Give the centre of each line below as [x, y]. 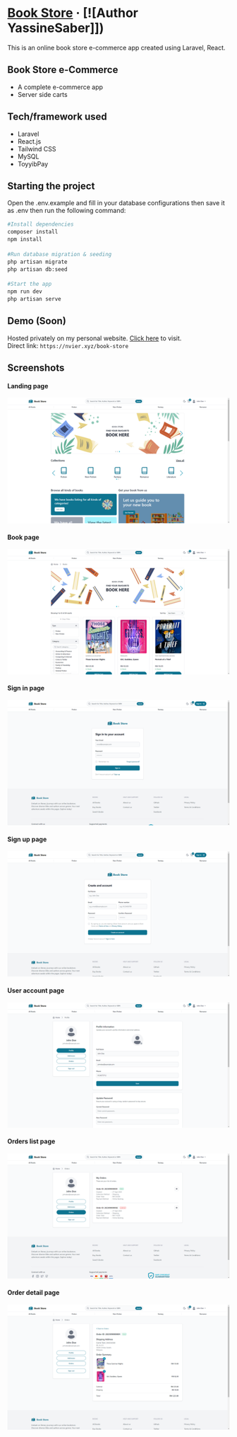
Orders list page [31, 1141]
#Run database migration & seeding [60, 254]
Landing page [28, 386]
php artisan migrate [38, 262]
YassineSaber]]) [56, 28]
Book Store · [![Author [73, 13]
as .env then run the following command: [67, 211]
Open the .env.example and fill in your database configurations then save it [116, 203]
